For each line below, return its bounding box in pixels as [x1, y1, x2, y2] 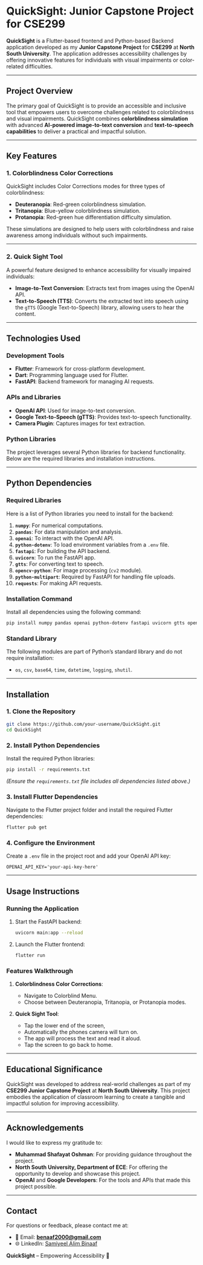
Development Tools [6, 352, 65, 360]
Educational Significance [6, 1064, 103, 1075]
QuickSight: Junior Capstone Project [6, 4, 195, 18]
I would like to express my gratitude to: [6, 1139, 103, 1146]
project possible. [14, 1183, 57, 1190]
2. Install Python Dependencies [6, 741, 100, 749]
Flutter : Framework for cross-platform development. [14, 365, 146, 372]
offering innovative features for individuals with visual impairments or [6, 56, 178, 63]
